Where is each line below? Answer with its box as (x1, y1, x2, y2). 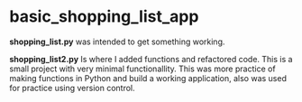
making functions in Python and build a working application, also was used (9, 72, 287, 83)
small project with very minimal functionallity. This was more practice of (9, 63, 277, 74)
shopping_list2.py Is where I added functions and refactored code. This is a (9, 53, 293, 64)
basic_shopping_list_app (9, 6, 199, 27)
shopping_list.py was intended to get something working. (9, 36, 225, 47)
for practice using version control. (9, 82, 135, 93)
